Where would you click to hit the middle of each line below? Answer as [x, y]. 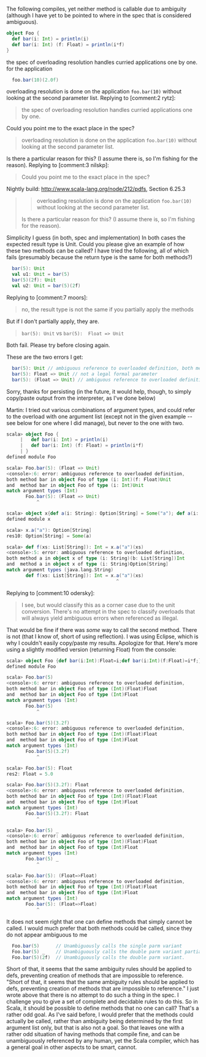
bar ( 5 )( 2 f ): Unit [34, 280]
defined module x [29, 519]
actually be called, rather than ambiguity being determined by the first [94, 1021]
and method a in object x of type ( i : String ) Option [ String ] [87, 564]
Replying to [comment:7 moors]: [47, 297]
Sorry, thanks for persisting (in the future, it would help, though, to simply [99, 391]
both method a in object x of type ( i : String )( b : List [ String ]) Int [96, 558]
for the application [29, 68]
